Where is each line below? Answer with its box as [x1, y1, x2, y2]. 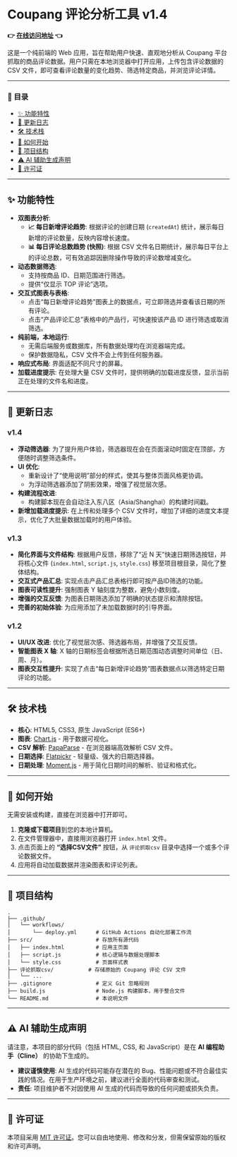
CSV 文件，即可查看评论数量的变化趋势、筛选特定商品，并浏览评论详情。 [7, 66, 220, 74]
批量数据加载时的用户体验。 [54, 515, 135, 523]
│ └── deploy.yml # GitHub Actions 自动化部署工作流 [7, 928, 192, 935]
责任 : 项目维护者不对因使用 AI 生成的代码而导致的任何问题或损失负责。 [17, 1084, 223, 1092]
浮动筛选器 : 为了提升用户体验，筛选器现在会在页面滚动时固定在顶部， [17, 444, 219, 453]
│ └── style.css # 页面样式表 [7, 959, 129, 966]
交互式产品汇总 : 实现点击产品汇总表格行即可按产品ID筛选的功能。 [17, 576, 207, 586]
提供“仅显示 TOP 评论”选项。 [28, 280, 112, 289]
